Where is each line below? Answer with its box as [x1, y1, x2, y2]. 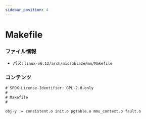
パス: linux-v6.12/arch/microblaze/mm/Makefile [12, 60, 113, 66]
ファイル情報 [5, 48, 37, 55]
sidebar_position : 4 [5, 7, 49, 13]
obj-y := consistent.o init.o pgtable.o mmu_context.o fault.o [5, 108, 141, 113]
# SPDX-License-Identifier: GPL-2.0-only [5, 86, 94, 91]
